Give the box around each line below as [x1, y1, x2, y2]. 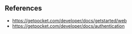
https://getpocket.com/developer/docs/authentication [12, 23, 125, 29]
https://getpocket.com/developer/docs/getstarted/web [12, 17, 127, 23]
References [5, 4, 42, 13]
